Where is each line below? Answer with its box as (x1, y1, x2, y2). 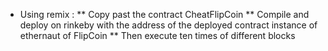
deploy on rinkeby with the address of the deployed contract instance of (19, 19, 318, 31)
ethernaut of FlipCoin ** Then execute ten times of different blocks (19, 30, 296, 41)
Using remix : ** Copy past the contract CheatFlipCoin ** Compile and (19, 9, 310, 20)
